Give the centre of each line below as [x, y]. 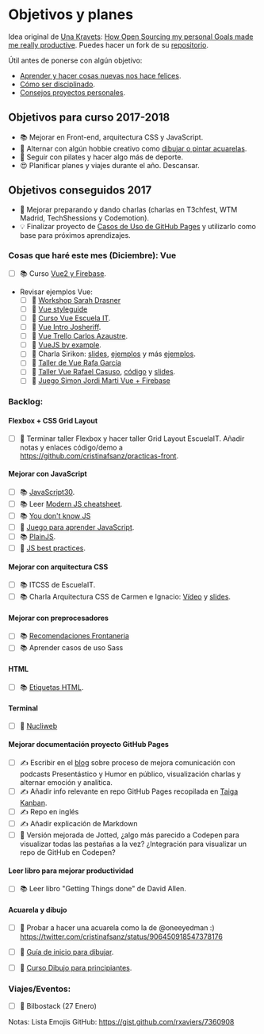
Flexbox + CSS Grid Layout [53, 421]
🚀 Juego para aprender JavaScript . [77, 527]
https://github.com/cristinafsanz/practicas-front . [99, 456]
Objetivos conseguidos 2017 [80, 191]
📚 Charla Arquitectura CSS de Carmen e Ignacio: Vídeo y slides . [125, 597]
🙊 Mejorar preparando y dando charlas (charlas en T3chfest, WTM [128, 209]
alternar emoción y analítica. [66, 783]
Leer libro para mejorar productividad [71, 871]
